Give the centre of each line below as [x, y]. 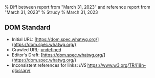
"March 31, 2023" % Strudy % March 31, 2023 [51, 12]
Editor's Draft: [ [27, 55]
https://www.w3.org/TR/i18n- [117, 65]
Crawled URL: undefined [36, 49]
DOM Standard [28, 28]
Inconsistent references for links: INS [49, 65]
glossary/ [21, 70]
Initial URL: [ [24, 39]
